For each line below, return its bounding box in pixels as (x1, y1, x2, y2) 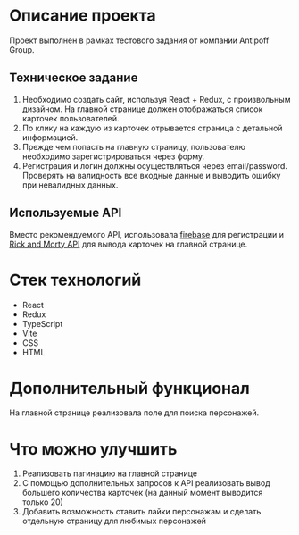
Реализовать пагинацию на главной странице (21, 468, 198, 479)
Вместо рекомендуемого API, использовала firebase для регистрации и (9, 229, 284, 239)
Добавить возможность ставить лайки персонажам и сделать (21, 506, 262, 517)
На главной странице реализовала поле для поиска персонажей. (9, 407, 260, 418)
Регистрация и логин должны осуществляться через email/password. (21, 160, 288, 171)
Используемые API (9, 205, 122, 221)
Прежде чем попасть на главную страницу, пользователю (21, 141, 246, 152)
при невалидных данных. (21, 180, 119, 190)
